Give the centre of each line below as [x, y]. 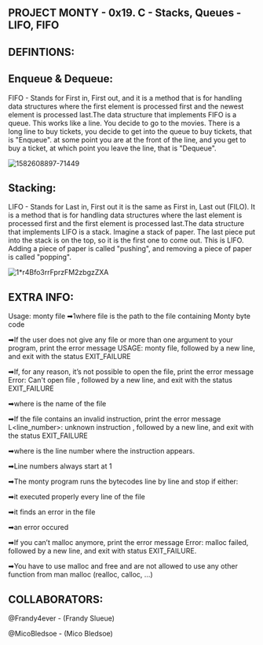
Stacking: [32, 188]
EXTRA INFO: [41, 297]
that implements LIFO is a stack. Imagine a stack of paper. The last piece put [132, 232]
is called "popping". [40, 257]
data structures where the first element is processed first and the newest [126, 106]
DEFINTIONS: [42, 52]
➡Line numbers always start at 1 [60, 466]
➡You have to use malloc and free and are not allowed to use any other [123, 566]
